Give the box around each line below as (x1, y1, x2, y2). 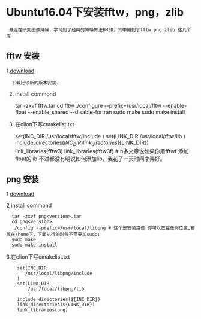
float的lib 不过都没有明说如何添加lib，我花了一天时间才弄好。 (14, 155, 166, 162)
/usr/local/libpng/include (25, 271, 93, 277)
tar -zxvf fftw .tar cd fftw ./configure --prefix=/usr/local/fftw (14, 102, 162, 109)
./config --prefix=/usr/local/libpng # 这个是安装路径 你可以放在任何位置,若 (11, 225, 195, 231)
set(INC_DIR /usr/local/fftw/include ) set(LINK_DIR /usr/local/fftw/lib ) (14, 132, 186, 139)
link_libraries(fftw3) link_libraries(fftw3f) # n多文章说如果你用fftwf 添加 (14, 147, 189, 154)
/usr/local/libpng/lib (28, 286, 85, 292)
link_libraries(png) (17, 307, 68, 313)
